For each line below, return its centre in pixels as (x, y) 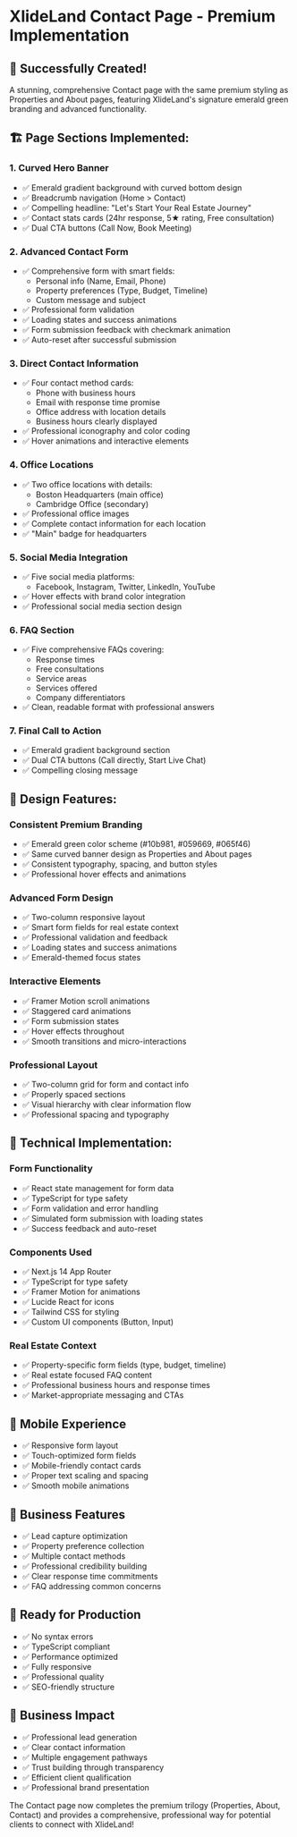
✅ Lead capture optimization (75, 1536)
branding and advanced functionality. (78, 109)
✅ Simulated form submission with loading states (113, 1218)
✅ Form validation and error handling (90, 1208)
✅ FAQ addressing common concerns (92, 1586)
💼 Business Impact (62, 1716)
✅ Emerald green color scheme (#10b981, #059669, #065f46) (136, 844)
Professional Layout (54, 1064)
